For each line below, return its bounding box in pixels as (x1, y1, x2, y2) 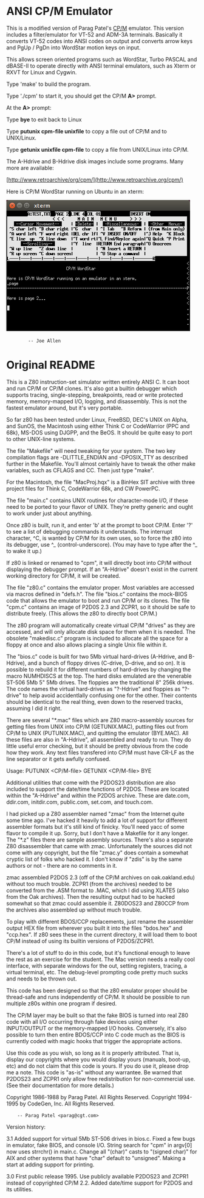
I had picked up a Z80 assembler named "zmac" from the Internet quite (6, 810, 185, 817)
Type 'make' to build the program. (6, 80, 91, 88)
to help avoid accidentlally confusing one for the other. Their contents (22, 692, 197, 699)
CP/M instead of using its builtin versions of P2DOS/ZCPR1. (6, 937, 155, 945)
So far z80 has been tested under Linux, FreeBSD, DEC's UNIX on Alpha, (6, 416, 188, 423)
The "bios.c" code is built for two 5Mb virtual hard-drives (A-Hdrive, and (6, 653, 188, 660)
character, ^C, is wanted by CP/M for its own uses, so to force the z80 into (6, 534, 192, 542)
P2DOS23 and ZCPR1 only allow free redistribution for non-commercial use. (6, 1075, 195, 1082)
